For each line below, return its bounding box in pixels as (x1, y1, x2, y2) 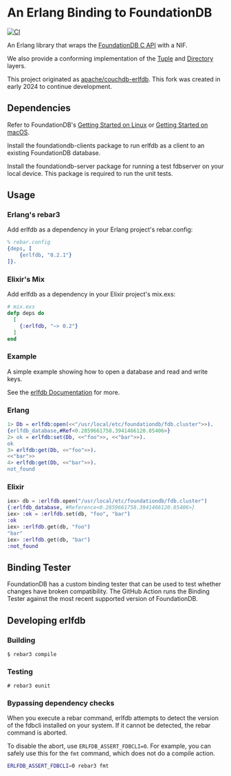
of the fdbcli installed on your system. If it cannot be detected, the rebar (7, 722, 211, 730)
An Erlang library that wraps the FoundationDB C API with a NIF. (7, 41, 188, 49)
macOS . (7, 127, 30, 136)
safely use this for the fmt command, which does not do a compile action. (7, 749, 215, 757)
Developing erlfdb (7, 615, 86, 626)
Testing (7, 666, 33, 676)
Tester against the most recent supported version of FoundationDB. (7, 595, 198, 603)
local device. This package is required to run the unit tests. (7, 169, 173, 177)
